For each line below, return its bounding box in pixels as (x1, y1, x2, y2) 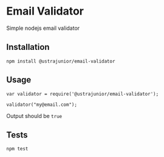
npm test (6, 146, 29, 152)
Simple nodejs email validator (6, 24, 80, 32)
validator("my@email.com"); (6, 102, 78, 108)
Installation (6, 42, 50, 52)
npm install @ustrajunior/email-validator (6, 58, 115, 65)
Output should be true (6, 112, 63, 119)
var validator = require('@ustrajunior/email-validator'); (6, 91, 159, 97)
